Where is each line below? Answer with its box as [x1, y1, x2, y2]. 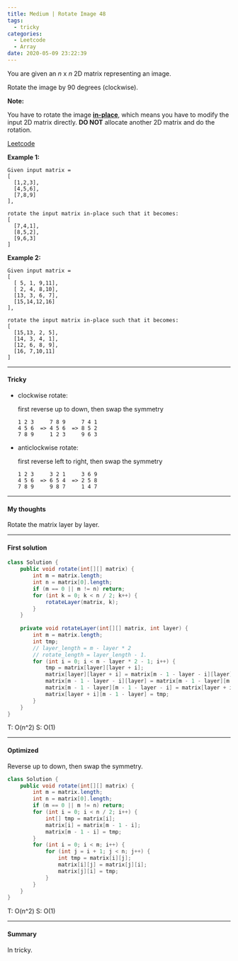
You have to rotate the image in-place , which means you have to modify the [7, 110, 229, 119]
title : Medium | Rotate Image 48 [7, 10, 106, 18]
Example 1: [7, 153, 40, 161]
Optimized [7, 746, 39, 755]
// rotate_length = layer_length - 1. [33, 651, 147, 659]
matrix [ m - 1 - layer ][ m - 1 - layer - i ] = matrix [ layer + [45, 684, 227, 691]
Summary [7, 929, 37, 938]
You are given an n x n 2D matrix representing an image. [7, 69, 171, 78]
